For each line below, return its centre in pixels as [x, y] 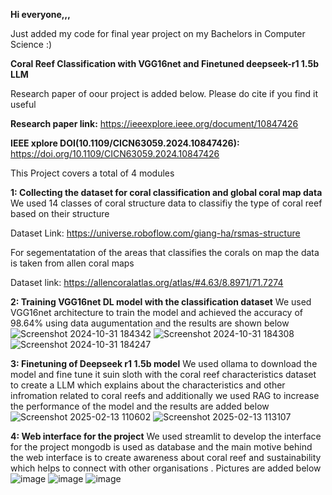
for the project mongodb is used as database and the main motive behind [161, 447]
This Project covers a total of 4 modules [92, 173]
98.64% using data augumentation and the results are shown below [150, 323]
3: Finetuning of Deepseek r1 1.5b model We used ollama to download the [164, 363]
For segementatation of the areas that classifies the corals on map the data [165, 252]
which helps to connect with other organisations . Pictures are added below [166, 468]
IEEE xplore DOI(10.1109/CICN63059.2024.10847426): [125, 143]
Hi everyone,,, [40, 14]
